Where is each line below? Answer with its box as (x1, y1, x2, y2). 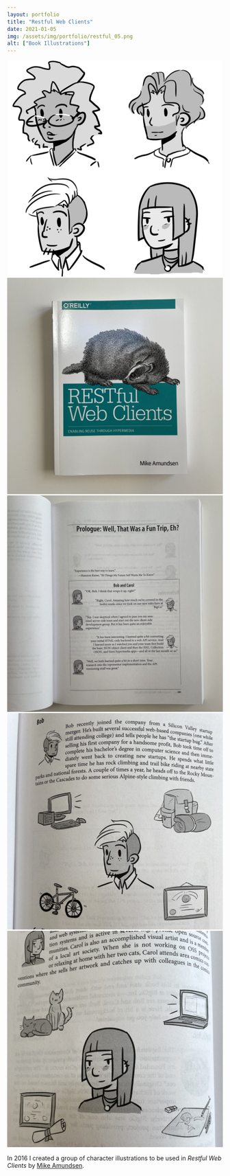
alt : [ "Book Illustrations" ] (7, 40, 90, 47)
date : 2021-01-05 (7, 25, 57, 32)
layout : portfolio (7, 11, 60, 18)
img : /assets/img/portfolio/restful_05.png (7, 33, 133, 40)
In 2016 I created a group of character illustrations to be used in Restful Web (7, 1154, 222, 1162)
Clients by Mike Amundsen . (7, 1162, 84, 1170)
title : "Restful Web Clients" (7, 18, 94, 25)
